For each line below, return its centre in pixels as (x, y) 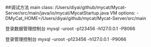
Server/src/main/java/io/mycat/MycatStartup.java (57, 13)
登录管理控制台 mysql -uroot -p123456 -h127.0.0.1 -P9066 (66, 39)
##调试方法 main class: (30, 7)
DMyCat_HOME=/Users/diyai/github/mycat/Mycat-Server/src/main (76, 18)
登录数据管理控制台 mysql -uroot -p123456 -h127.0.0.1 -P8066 (70, 28)
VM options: (123, 13)
